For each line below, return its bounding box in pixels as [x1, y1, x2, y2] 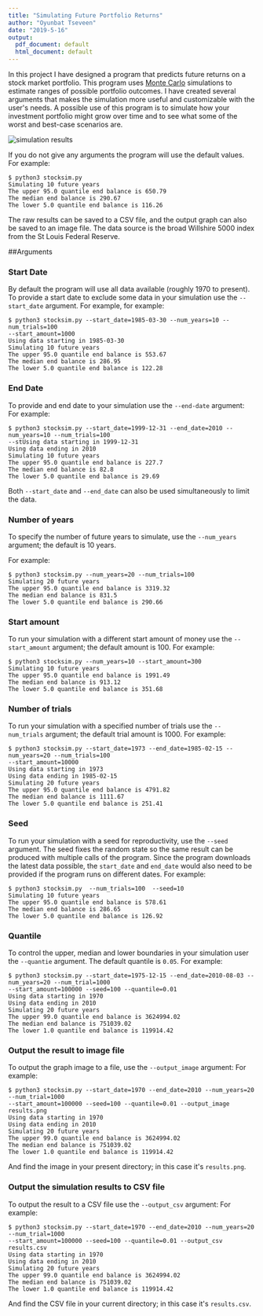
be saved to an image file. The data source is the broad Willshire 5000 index [8, 223, 255, 233]
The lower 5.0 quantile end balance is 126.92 [8, 912, 163, 920]
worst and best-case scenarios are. [8, 119, 123, 129]
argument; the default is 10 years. [8, 540, 116, 550]
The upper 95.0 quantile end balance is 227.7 [8, 458, 163, 466]
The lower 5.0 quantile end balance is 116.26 [8, 201, 163, 209]
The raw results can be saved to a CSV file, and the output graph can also [8, 215, 247, 224]
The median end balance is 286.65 [8, 905, 122, 913]
